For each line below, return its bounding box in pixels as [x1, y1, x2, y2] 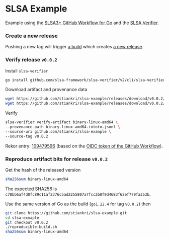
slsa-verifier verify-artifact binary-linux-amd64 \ [5, 120, 118, 125]
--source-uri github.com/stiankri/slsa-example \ [5, 129, 112, 134]
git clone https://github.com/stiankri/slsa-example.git [5, 210, 127, 215]
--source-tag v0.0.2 [5, 134, 49, 139]
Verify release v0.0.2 [5, 56, 58, 63]
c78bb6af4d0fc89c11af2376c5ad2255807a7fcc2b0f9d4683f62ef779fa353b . [5, 191, 151, 197]
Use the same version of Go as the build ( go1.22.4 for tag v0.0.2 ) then [5, 201, 151, 207]
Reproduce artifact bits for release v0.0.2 [5, 155, 108, 163]
